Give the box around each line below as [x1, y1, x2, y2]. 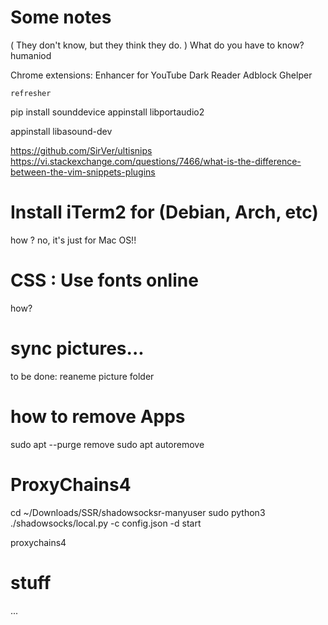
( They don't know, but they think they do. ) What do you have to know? [10, 39, 305, 51]
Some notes [10, 6, 112, 29]
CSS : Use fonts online [10, 269, 199, 292]
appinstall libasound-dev [10, 125, 113, 137]
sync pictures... [10, 337, 145, 360]
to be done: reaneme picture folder [10, 370, 155, 382]
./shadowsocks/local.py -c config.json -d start [10, 517, 202, 529]
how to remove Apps [10, 405, 186, 428]
